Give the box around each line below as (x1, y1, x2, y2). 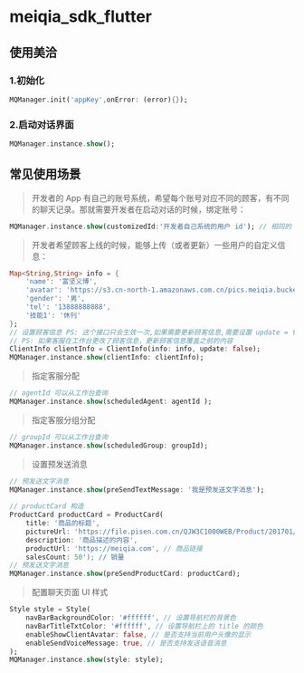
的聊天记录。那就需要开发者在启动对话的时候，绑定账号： (31, 204, 246, 215)
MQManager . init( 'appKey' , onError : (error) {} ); (9, 95, 188, 104)
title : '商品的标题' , (25, 519, 100, 528)
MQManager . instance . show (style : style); (9, 655, 165, 665)
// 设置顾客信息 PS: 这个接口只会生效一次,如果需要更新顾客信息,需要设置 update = (9, 328, 289, 337)
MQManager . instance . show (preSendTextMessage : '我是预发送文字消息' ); (9, 485, 265, 495)
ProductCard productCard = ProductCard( (9, 510, 165, 520)
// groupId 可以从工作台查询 (9, 432, 109, 441)
